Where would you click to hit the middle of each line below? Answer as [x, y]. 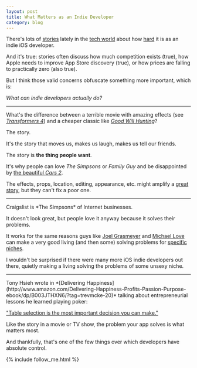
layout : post [22, 11]
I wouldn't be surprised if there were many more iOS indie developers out [95, 260]
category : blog [25, 22]
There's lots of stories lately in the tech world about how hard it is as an [92, 39]
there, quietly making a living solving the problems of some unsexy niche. [95, 266]
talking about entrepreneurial [153, 295]
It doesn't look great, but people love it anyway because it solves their [91, 219]
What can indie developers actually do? [54, 98]
